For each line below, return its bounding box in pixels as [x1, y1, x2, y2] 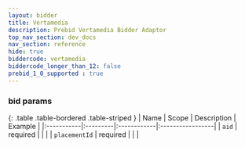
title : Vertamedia [8, 19, 68, 27]
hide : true [8, 48, 44, 56]
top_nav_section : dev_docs [8, 33, 97, 41]
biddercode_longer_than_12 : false [8, 63, 122, 70]
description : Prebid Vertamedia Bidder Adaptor [8, 26, 167, 34]
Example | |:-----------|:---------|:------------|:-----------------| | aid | [8, 121, 238, 131]
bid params [8, 95, 53, 106]
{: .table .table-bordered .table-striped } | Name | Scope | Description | [8, 113, 236, 122]
